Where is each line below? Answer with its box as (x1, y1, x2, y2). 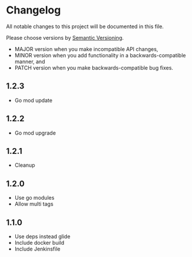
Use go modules (14, 194, 55, 201)
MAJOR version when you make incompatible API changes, (14, 45, 159, 53)
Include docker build (14, 239, 65, 246)
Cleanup (14, 162, 35, 169)
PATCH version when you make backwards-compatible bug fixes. (14, 64, 173, 71)
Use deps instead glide (14, 233, 70, 240)
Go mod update (14, 97, 53, 104)
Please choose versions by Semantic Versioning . (6, 34, 124, 41)
